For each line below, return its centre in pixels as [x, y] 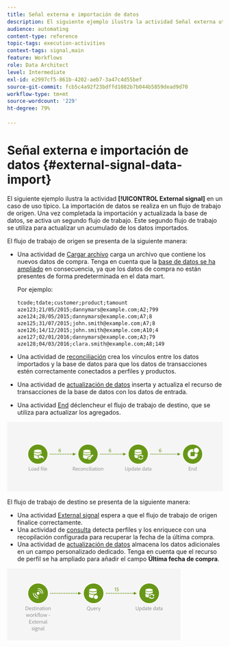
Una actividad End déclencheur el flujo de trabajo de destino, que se [114, 405]
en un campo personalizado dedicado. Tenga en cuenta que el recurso [117, 552]
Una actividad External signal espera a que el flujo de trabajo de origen [117, 515]
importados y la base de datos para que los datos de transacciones [112, 364]
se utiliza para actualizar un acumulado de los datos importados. [98, 228]
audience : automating [38, 29]
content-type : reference [42, 36]
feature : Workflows [35, 58]
